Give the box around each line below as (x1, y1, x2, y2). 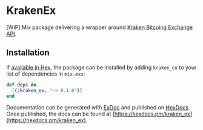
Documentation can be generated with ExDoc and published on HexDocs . (6, 104, 190, 111)
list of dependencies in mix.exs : (6, 70, 85, 77)
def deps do (6, 82, 36, 88)
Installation (6, 48, 50, 58)
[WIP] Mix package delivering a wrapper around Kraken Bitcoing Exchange (6, 24, 193, 31)
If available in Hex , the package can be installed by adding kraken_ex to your (6, 63, 197, 71)
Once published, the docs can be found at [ (6, 110, 115, 118)
